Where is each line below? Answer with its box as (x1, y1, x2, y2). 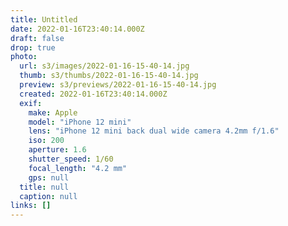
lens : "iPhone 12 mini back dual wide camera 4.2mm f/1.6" (28, 126, 280, 136)
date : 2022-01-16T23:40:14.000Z (10, 24, 145, 34)
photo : (10, 52, 38, 62)
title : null (19, 182, 70, 192)
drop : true (10, 42, 56, 53)
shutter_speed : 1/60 (28, 154, 114, 164)
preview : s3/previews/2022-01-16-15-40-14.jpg (19, 80, 217, 90)
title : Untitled (10, 14, 78, 25)
